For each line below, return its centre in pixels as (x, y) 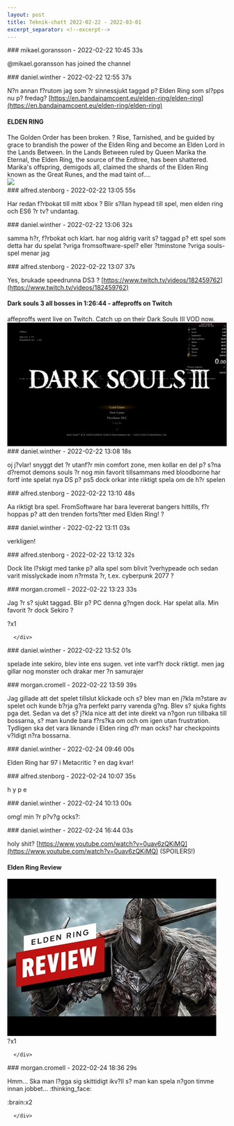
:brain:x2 (20, 1102)
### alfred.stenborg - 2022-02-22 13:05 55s (71, 190)
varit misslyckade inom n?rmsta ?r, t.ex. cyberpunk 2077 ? (91, 576)
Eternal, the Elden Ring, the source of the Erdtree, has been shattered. (108, 159)
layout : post (26, 15)
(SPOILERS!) (178, 851)
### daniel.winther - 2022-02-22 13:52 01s (69, 650)
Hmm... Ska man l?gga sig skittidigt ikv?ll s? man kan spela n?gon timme (111, 1081)
